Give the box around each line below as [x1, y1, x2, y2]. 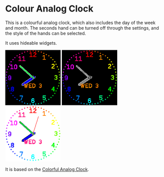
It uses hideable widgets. [5, 40, 57, 46]
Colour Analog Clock [5, 3, 94, 15]
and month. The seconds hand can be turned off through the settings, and [5, 25, 159, 31]
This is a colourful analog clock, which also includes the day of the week [5, 20, 156, 26]
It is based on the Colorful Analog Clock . [5, 166, 89, 172]
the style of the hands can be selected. [5, 30, 87, 36]
